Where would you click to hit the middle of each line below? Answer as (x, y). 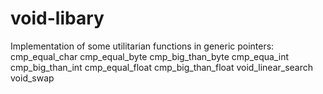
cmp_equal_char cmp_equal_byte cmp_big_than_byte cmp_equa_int (150, 56)
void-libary (57, 18)
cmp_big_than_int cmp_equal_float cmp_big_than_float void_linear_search (162, 67)
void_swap (32, 78)
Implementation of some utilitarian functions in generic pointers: (142, 46)
